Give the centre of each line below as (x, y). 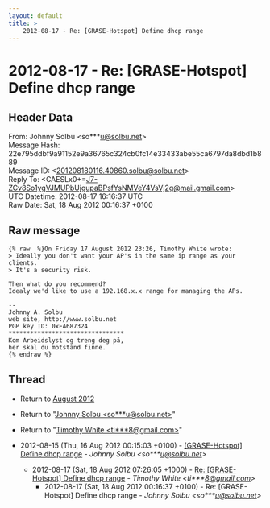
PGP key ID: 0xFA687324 (48, 327)
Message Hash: (34, 145)
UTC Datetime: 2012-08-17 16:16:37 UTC (76, 196)
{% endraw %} (30, 355)
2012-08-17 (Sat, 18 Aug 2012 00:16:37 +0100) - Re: (130, 487)
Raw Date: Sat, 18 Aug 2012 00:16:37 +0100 (81, 205)
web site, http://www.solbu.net (62, 320)
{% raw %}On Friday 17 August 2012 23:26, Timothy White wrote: (120, 249)
